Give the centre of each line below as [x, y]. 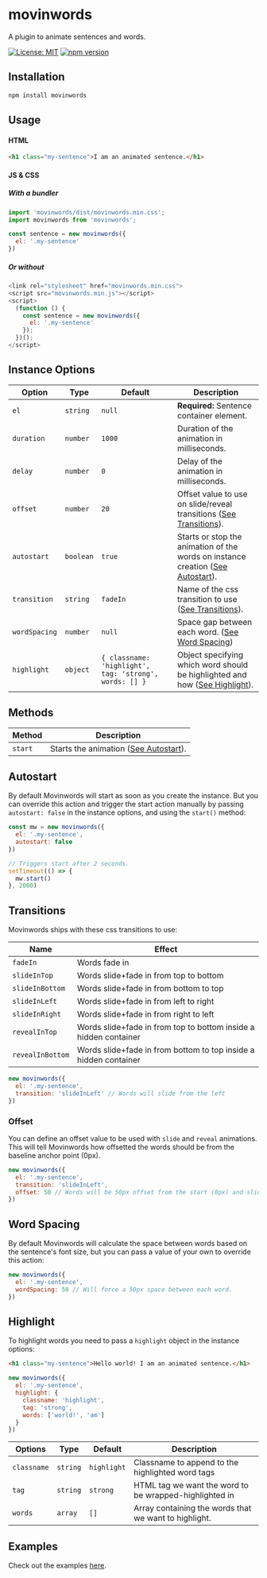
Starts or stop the [210, 536]
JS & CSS [24, 175]
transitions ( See [207, 514]
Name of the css [208, 589]
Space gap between [215, 622]
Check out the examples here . [58, 1565]
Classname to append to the [186, 1463]
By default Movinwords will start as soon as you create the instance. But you [133, 796]
